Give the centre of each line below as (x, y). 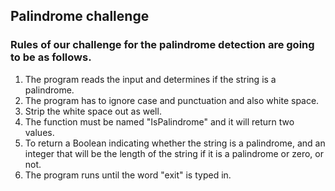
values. (39, 132)
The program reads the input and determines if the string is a (150, 79)
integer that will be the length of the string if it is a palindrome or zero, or (174, 153)
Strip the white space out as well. (93, 111)
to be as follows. (51, 57)
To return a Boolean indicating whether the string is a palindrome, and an (175, 143)
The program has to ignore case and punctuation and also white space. (172, 100)
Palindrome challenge (80, 16)
